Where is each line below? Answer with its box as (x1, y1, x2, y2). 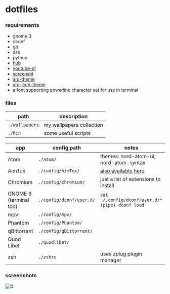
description (59, 113, 88, 120)
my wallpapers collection (44, 121, 104, 128)
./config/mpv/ (38, 211, 72, 217)
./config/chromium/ (38, 179, 85, 185)
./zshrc (38, 254, 57, 260)
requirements (5, 22, 39, 29)
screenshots (5, 272, 37, 279)
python (12, 55, 28, 61)
